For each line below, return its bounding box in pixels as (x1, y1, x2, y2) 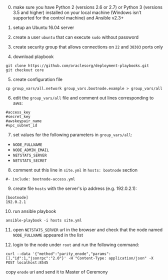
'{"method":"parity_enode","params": (32, 251, 111, 256)
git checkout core (5, 67, 44, 72)
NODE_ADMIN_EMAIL (12, 147, 49, 152)
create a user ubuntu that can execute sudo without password (12, 34, 139, 40)
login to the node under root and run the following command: (12, 242, 139, 247)
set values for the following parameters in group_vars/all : (12, 132, 132, 137)
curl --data (5, 251, 30, 256)
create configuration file (12, 76, 63, 82)
